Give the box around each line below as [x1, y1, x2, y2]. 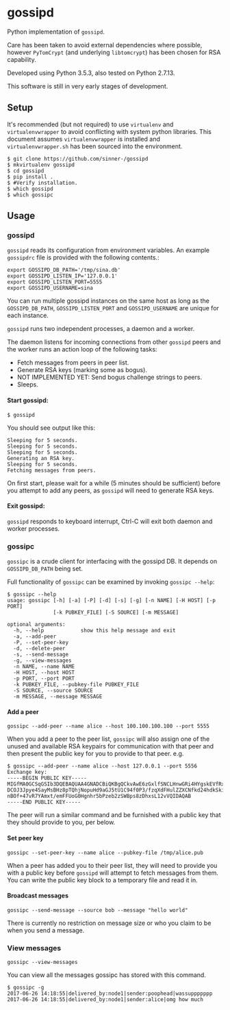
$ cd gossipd [7, 167, 44, 174]
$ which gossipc [7, 191, 53, 198]
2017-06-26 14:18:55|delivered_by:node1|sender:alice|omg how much [7, 996, 204, 1003]
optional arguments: [7, 621, 66, 628]
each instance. [7, 311, 49, 320]
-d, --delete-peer [13, 645, 66, 652]
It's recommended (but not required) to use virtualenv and [7, 120, 174, 128]
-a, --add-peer [13, 633, 57, 640]
